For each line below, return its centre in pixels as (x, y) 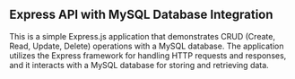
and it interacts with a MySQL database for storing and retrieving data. (139, 65)
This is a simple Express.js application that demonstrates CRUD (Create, (143, 36)
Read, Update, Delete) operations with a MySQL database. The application (147, 46)
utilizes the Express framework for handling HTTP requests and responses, (148, 55)
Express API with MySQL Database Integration (141, 15)
